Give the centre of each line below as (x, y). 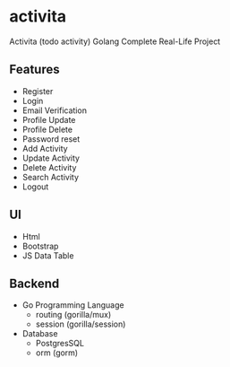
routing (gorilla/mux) (73, 315)
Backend (34, 283)
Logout (35, 187)
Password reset (51, 139)
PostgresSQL (60, 344)
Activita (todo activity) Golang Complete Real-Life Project (115, 41)
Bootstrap (40, 246)
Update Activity (51, 158)
